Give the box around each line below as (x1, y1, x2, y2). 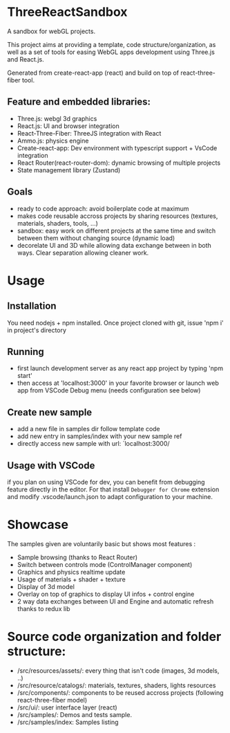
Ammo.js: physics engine (17, 136, 89, 145)
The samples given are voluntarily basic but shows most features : (7, 539, 195, 548)
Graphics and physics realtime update (17, 568, 126, 576)
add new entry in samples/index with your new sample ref (17, 432, 182, 440)
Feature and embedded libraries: (7, 96, 151, 108)
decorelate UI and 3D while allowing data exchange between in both (17, 241, 212, 249)
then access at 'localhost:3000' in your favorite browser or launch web (17, 379, 220, 388)
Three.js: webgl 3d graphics (17, 114, 97, 123)
